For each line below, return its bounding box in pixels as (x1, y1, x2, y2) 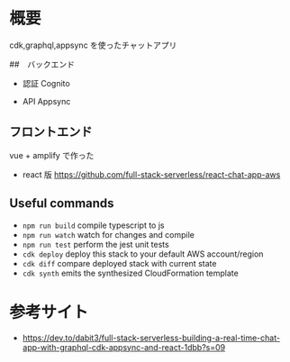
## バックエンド (9, 59, 75, 69)
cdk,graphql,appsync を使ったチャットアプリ (9, 40, 177, 50)
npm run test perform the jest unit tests (22, 239, 169, 249)
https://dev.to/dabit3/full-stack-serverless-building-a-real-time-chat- (22, 332, 281, 343)
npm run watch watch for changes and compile (22, 229, 195, 240)
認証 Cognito (22, 77, 70, 88)
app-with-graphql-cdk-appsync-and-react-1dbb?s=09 (22, 341, 226, 352)
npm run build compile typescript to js (22, 220, 165, 231)
